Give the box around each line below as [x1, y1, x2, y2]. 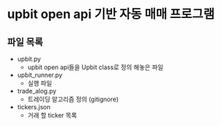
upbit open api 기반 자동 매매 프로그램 [7, 6, 215, 22]
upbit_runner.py [17, 71, 62, 79]
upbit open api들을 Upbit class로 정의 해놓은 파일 [27, 63, 164, 71]
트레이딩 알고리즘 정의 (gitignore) [27, 95, 119, 103]
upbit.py [17, 55, 42, 63]
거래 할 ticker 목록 [27, 111, 78, 119]
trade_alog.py [17, 87, 57, 95]
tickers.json [17, 103, 51, 111]
